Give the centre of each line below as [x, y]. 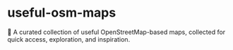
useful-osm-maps [62, 13]
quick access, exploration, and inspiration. [69, 39]
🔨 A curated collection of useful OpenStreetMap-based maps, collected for [116, 32]
